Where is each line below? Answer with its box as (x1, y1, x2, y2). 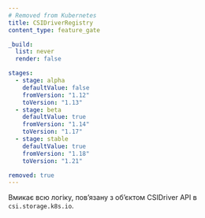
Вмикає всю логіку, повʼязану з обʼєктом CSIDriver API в (8, 193, 197, 202)
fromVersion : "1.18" (22, 150, 90, 157)
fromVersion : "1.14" (22, 120, 90, 128)
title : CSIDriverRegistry (8, 19, 93, 27)
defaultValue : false (22, 83, 90, 91)
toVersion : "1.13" (22, 98, 83, 106)
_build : (8, 40, 34, 48)
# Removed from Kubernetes (8, 11, 97, 20)
